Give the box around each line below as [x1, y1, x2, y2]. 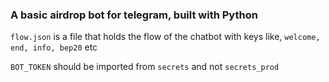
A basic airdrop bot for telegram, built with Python [10, 8, 258, 22]
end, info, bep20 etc [10, 41, 98, 53]
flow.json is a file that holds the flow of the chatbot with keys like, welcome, [10, 31, 321, 43]
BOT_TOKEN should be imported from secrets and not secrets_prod [10, 61, 280, 73]
